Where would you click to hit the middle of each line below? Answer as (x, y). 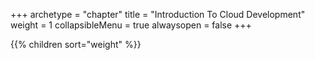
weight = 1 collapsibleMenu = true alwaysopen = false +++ (131, 25)
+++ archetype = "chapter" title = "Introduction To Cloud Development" (158, 14)
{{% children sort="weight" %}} (76, 44)
